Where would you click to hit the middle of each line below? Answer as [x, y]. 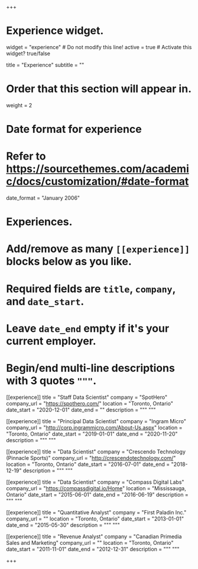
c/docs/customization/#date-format [98, 182]
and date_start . [45, 301]
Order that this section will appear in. [99, 89]
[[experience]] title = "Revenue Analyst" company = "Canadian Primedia [94, 536]
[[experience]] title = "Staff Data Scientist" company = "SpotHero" [87, 397]
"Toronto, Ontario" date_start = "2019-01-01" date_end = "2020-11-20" [92, 434]
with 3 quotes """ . [51, 381]
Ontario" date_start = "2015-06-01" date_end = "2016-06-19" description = [98, 494]
